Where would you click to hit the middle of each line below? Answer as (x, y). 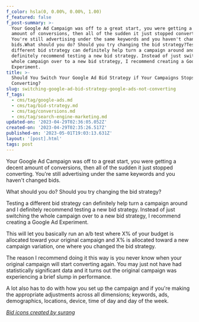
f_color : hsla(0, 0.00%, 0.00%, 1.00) (54, 12)
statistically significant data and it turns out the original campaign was (92, 270)
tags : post (20, 144)
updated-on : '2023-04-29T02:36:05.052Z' (57, 122)
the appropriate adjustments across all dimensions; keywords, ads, (88, 294)
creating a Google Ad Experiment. (47, 222)
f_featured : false (29, 17)
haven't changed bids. (33, 180)
